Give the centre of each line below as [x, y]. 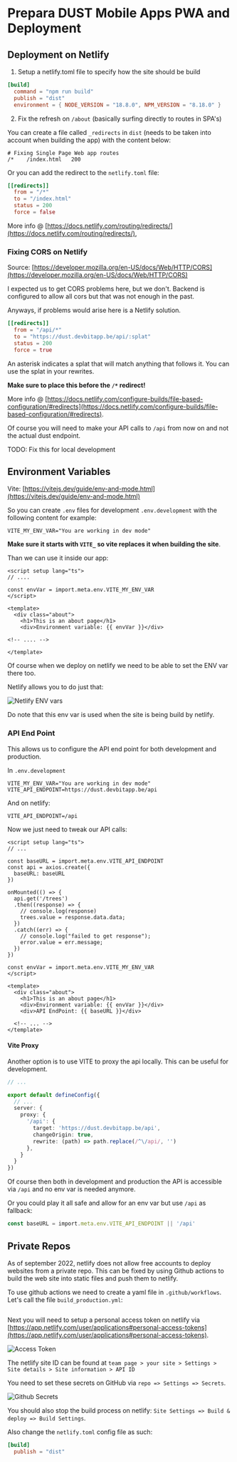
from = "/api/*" [38, 330]
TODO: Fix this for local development [62, 449]
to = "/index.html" [43, 199]
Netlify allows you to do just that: [56, 687]
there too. [22, 674]
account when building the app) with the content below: [89, 140]
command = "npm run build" [54, 91]
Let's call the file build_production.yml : [65, 1300]
